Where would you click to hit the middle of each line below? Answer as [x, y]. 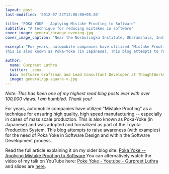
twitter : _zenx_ [27, 70]
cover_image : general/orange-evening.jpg [49, 33]
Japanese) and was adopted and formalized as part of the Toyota [73, 125]
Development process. [29, 141]
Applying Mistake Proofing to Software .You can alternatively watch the [78, 156]
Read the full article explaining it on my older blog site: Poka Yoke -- [75, 150]
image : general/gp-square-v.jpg [44, 79]
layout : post [19, 10]
